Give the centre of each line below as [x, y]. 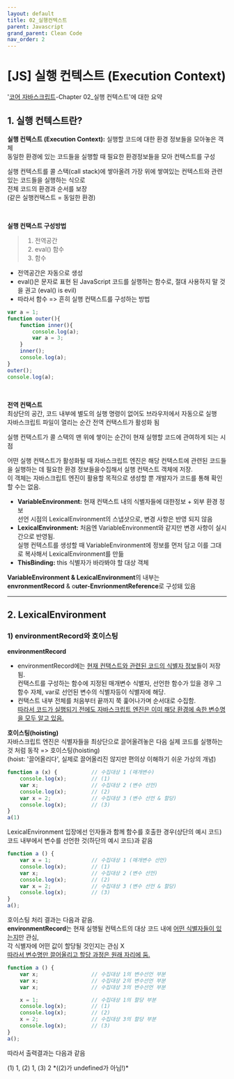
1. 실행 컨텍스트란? [45, 121]
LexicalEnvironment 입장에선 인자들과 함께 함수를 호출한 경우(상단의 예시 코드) [115, 832]
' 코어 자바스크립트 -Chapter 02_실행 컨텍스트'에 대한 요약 [85, 97]
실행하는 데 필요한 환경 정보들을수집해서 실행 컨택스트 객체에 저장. [103, 469]
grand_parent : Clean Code [45, 33]
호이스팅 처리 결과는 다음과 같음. [51, 920]
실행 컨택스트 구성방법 [37, 225]
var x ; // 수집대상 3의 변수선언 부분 [93, 987]
